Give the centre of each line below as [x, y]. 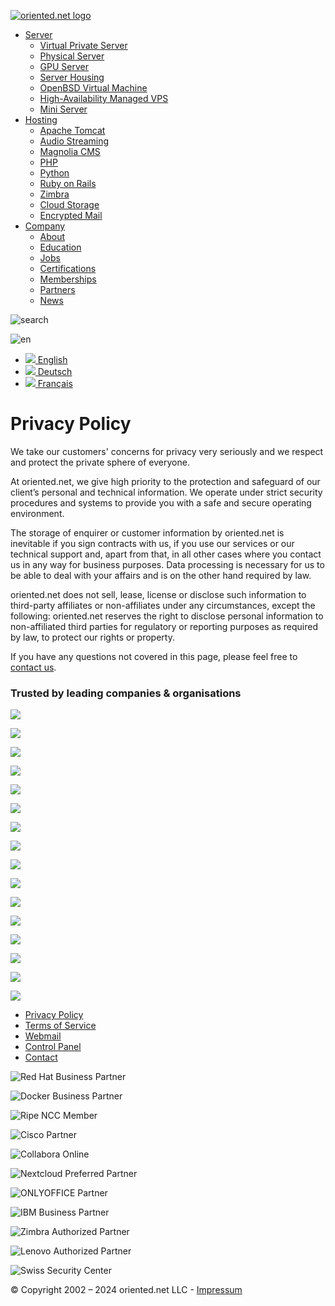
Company [45, 226]
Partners [57, 289]
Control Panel [53, 1047]
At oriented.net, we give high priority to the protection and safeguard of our [165, 481]
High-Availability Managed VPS [104, 98]
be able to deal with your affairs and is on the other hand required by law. [161, 575]
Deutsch [55, 371]
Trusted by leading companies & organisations [126, 693]
